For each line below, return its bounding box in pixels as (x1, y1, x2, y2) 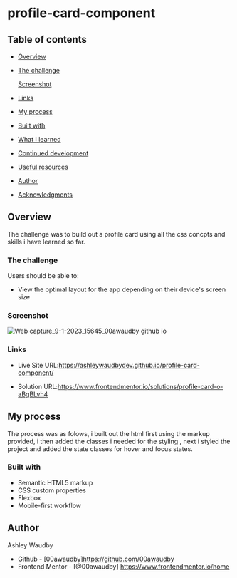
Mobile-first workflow (17, 501, 82, 510)
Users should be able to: (7, 272, 80, 280)
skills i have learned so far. (7, 237, 85, 246)
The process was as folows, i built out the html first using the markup (7, 429, 210, 438)
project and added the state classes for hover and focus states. (7, 444, 194, 453)
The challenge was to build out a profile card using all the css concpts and (7, 229, 226, 238)
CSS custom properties (17, 486, 87, 495)
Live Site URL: (17, 361, 59, 369)
